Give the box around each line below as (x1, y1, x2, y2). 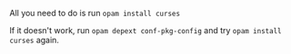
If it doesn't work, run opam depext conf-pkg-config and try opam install (9, 25, 282, 35)
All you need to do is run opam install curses (9, 8, 180, 18)
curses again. (9, 35, 59, 45)
